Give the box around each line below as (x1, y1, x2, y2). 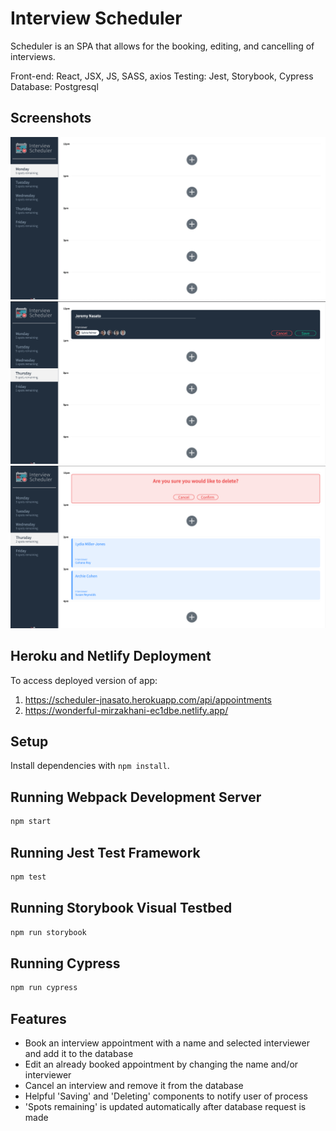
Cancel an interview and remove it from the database (24, 1080, 244, 1092)
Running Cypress (10, 955, 121, 972)
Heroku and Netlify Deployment (10, 648, 212, 665)
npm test (10, 872, 47, 882)
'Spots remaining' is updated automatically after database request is (24, 1101, 307, 1113)
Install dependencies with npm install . (10, 760, 170, 772)
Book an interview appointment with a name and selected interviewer (24, 1037, 310, 1049)
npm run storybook (10, 927, 87, 937)
